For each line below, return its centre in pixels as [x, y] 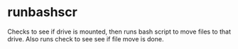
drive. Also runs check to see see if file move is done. [86, 38]
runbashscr [43, 12]
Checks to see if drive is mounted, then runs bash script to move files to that [119, 31]
